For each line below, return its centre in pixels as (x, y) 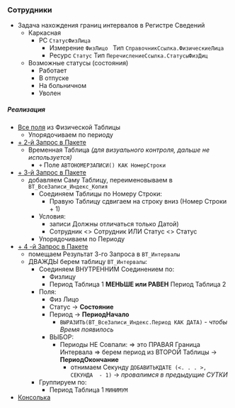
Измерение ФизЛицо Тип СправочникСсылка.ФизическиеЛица (137, 48)
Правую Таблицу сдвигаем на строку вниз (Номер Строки (138, 202)
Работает (53, 71)
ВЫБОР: (62, 337)
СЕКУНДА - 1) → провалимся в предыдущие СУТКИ (149, 375)
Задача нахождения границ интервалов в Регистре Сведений (111, 26)
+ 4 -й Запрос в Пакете (53, 247)
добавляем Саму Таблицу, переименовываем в (101, 180)
